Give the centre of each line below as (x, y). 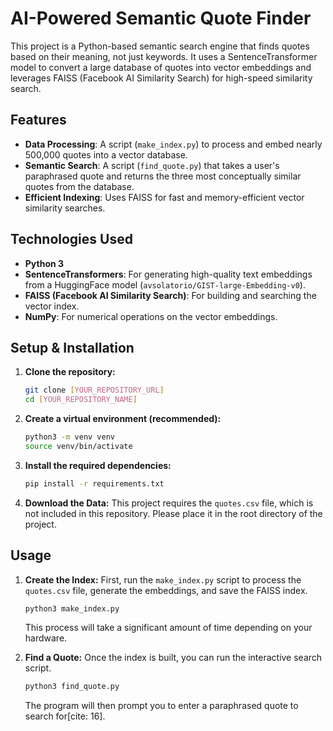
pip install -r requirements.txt (94, 483)
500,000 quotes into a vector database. (106, 154)
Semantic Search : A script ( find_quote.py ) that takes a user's (152, 165)
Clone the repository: (70, 372)
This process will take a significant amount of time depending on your (168, 628)
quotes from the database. (79, 186)
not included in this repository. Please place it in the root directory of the (173, 513)
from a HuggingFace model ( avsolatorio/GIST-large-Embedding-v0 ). (165, 284)
